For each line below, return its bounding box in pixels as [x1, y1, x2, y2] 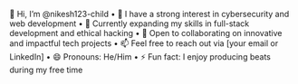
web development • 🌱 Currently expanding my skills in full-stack [9, 18, 250, 29]
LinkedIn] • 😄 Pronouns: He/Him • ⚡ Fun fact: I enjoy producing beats [9, 51, 272, 62]
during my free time [9, 64, 83, 75]
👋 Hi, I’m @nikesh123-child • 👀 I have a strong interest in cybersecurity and [9, 9, 290, 19]
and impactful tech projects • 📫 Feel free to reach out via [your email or [9, 38, 279, 49]
